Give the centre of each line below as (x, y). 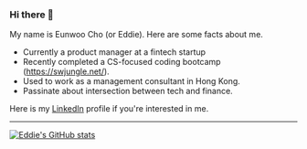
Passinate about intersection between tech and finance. (127, 91)
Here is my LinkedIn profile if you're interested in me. (109, 109)
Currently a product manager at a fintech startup (114, 52)
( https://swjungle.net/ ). (66, 71)
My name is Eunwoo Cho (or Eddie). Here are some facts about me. (136, 35)
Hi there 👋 (32, 15)
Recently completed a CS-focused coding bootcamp (122, 62)
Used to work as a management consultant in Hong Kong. (131, 81)
